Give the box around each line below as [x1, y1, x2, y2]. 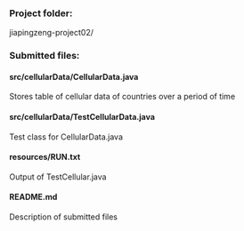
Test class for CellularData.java [9, 131, 123, 142]
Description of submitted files [9, 211, 118, 222]
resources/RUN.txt [9, 152, 81, 163]
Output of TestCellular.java [9, 171, 107, 182]
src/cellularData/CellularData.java [9, 71, 139, 82]
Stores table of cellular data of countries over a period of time [9, 92, 236, 102]
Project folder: [9, 7, 73, 20]
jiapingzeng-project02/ [9, 28, 94, 38]
